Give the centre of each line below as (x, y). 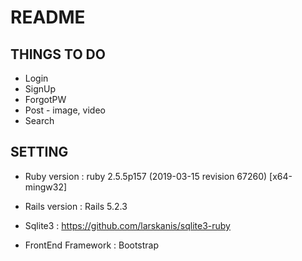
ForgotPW (45, 99)
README (48, 17)
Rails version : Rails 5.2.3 (76, 206)
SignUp (40, 89)
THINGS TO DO (58, 54)
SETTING (39, 152)
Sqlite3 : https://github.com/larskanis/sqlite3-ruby (127, 225)
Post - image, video (65, 110)
